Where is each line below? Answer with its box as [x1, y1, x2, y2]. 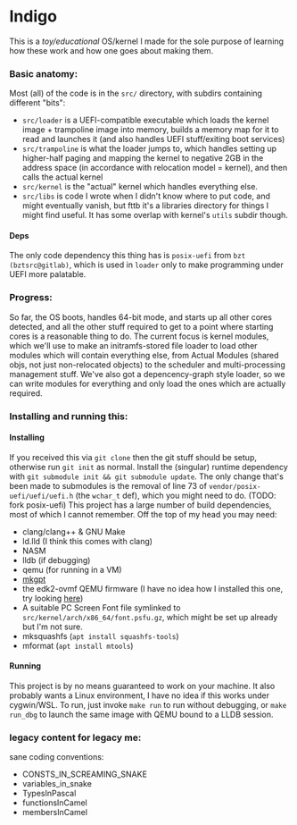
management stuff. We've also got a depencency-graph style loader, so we [9, 368, 285, 379]
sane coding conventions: [9, 752, 104, 762]
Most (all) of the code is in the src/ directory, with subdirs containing [9, 88, 263, 99]
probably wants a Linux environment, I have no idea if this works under [9, 690, 270, 701]
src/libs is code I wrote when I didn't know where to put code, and [21, 190, 270, 202]
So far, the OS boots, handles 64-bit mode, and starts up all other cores [9, 311, 272, 323]
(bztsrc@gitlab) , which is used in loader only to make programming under [9, 259, 284, 270]
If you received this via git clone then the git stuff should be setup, [9, 451, 257, 462]
